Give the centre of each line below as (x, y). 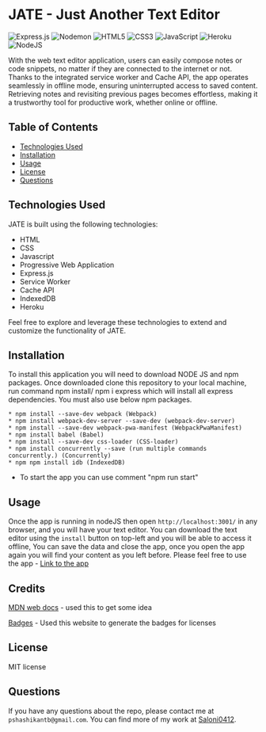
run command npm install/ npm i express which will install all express (121, 391)
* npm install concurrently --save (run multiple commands (108, 449)
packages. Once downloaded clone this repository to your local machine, (127, 383)
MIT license (27, 666)
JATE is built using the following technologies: (83, 224)
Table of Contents (53, 127)
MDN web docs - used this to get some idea (80, 607)
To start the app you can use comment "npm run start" (109, 478)
